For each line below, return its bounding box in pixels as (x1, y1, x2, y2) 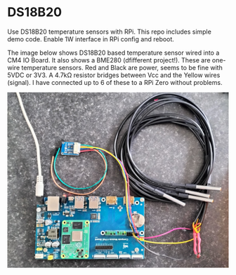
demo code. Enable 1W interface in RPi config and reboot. (7, 34, 174, 43)
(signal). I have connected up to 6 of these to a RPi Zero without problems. (7, 78, 223, 86)
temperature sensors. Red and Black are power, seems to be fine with (20, 63, 223, 72)
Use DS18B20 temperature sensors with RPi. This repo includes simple (7, 27, 212, 36)
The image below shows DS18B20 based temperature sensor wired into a (7, 48, 220, 57)
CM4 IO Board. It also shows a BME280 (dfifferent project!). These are (7, 55, 211, 64)
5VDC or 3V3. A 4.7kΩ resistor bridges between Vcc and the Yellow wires (7, 71, 221, 79)
